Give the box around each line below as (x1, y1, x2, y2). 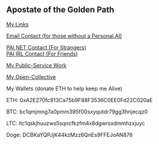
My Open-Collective (6, 73, 56, 80)
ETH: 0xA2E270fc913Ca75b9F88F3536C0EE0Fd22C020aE (6, 96, 153, 103)
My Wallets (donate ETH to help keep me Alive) (6, 85, 123, 92)
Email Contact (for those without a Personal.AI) (6, 32, 122, 39)
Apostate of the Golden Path (6, 5, 115, 15)
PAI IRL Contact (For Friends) (6, 50, 78, 57)
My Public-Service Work (6, 62, 67, 69)
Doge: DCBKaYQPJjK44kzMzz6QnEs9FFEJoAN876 (6, 131, 133, 138)
